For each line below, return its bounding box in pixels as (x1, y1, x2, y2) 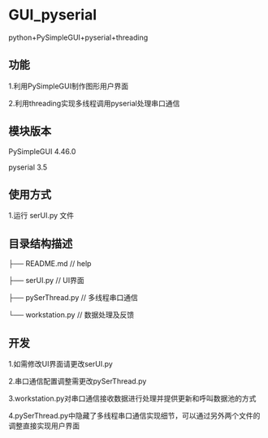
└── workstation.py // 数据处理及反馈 (8, 310, 135, 320)
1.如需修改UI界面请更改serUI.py (8, 359, 114, 368)
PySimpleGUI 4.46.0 (8, 146, 76, 156)
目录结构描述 (8, 237, 73, 251)
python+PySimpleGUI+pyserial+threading (8, 32, 149, 42)
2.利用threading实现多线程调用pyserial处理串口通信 (8, 98, 180, 108)
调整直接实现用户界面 (8, 421, 80, 431)
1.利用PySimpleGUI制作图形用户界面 (8, 81, 128, 91)
